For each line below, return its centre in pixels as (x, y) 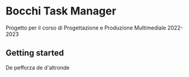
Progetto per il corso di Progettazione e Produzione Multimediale (86, 28)
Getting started (35, 53)
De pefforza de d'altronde (38, 67)
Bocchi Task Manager (61, 11)
